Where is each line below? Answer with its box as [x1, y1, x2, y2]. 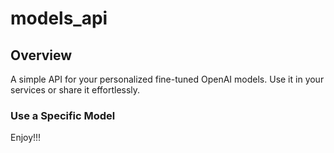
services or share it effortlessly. [10, 84, 141, 96]
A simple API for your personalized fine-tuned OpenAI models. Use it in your [10, 73, 325, 85]
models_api [10, 7, 108, 30]
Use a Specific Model [10, 108, 116, 122]
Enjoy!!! [10, 132, 42, 144]
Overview [10, 47, 73, 64]
